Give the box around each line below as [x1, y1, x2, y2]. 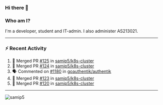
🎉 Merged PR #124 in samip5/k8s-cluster [12, 63, 95, 69]
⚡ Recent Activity [5, 45, 47, 52]
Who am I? [5, 17, 31, 24]
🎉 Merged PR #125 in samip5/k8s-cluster [12, 58, 94, 64]
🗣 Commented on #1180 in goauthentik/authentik [12, 68, 112, 74]
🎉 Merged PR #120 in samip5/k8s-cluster [12, 80, 95, 86]
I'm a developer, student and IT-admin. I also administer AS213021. [5, 28, 138, 34]
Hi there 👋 [5, 4, 29, 11]
